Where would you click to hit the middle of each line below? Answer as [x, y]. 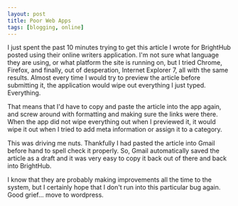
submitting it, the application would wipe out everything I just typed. [107, 86]
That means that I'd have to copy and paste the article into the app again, [114, 107]
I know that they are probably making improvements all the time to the [109, 180]
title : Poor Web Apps [39, 21]
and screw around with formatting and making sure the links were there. [113, 114]
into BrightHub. [29, 166]
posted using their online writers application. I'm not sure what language [113, 55]
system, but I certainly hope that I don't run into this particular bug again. [114, 187]
